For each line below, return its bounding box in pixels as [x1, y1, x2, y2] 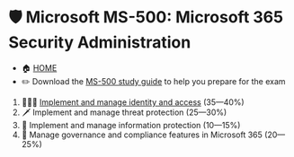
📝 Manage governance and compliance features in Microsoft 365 [21, 129, 263, 140]
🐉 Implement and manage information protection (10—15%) [21, 119, 241, 130]
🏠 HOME [21, 62, 58, 73]
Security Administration [8, 32, 192, 53]
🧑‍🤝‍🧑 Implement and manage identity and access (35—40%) [21, 96, 245, 108]
